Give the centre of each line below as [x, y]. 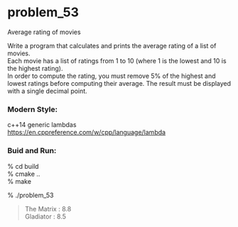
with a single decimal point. [47, 91]
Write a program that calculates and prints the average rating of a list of [112, 45]
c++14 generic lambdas [42, 125]
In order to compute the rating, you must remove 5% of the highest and [112, 76]
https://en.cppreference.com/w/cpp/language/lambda [86, 133]
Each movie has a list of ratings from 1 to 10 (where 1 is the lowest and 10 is [117, 60]
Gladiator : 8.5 [45, 216]
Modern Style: [33, 109]
